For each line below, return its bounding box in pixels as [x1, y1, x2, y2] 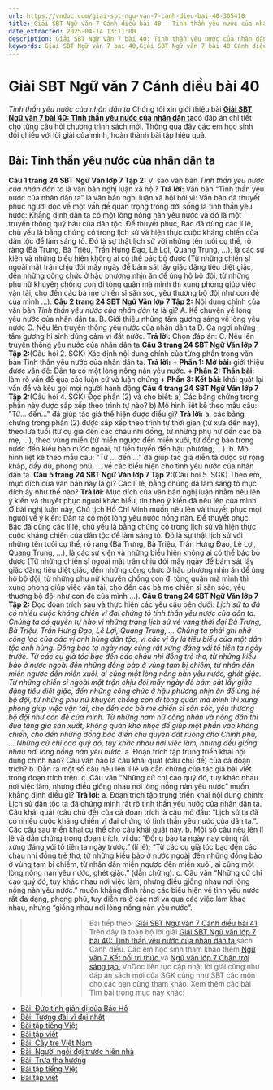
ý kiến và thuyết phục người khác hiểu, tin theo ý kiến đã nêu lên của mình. [8, 495, 258, 505]
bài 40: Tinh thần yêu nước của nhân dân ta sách [89, 935, 253, 945]
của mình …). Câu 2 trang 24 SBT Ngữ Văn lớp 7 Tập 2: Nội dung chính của [8, 297, 261, 306]
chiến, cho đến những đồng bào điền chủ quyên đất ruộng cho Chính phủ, [8, 729, 258, 739]
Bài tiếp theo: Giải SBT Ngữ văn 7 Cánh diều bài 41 [89, 918, 258, 928]
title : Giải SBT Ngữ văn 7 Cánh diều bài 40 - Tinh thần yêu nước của [8, 20, 253, 28]
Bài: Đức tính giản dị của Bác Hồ [19, 1003, 128, 1013]
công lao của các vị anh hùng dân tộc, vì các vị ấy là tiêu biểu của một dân [8, 634, 262, 644]
